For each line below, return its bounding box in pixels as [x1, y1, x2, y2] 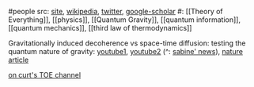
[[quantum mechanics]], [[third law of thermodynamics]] [8, 24, 192, 32]
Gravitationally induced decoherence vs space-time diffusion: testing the [8, 38, 246, 48]
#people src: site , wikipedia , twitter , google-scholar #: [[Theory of [8, 7, 223, 16]
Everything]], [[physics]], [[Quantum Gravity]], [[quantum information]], [8, 15, 241, 24]
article [8, 55, 29, 64]
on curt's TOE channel [8, 71, 82, 79]
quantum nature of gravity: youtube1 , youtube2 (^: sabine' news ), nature [8, 47, 244, 56]
